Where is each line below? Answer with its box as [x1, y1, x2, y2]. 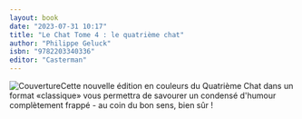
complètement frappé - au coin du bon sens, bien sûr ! [9, 100, 213, 110]
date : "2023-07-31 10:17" [9, 22, 107, 31]
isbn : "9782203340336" [9, 47, 95, 56]
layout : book [9, 13, 59, 23]
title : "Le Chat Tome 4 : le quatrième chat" [9, 30, 184, 39]
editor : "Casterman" [9, 55, 88, 64]
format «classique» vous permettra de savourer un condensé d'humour [9, 90, 277, 101]
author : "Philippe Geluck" [9, 38, 112, 48]
